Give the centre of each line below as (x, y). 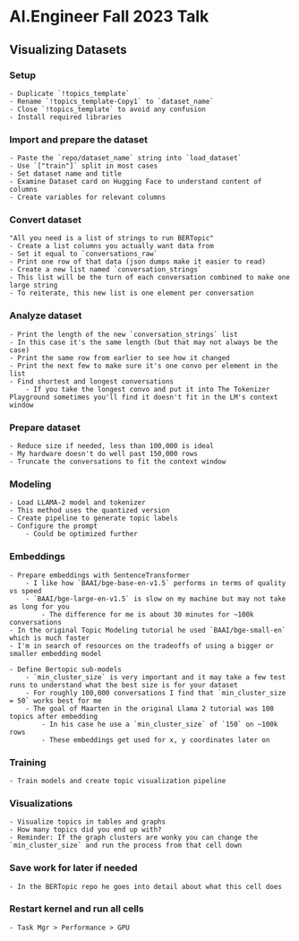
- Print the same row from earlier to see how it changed (120, 358)
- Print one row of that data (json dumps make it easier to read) (138, 262)
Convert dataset (46, 220)
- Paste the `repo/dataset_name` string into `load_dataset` (126, 159)
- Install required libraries (66, 117)
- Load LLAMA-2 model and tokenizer (77, 503)
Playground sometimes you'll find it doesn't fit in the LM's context (144, 397)
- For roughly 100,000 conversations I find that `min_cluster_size (156, 693)
